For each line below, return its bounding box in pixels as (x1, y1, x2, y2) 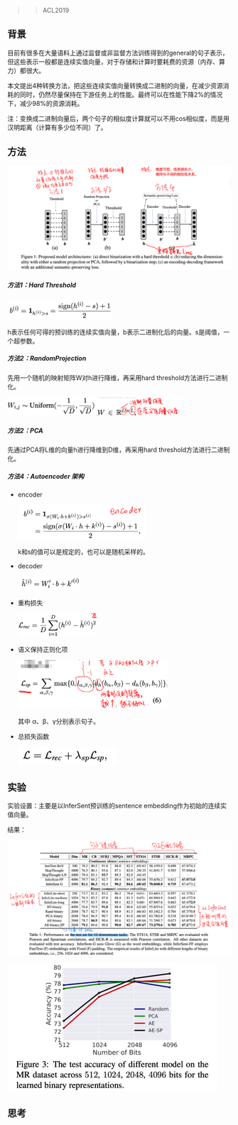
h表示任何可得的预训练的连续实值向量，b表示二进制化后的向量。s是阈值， (7, 327, 224, 336)
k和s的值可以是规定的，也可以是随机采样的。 (17, 548, 149, 556)
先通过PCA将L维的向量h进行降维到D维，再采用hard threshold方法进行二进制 (7, 445, 230, 454)
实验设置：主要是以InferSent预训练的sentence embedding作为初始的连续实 (7, 802, 227, 810)
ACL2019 (42, 6, 70, 14)
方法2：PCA (7, 426, 44, 435)
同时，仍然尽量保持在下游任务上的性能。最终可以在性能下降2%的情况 (19, 90, 223, 99)
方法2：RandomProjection (7, 354, 87, 363)
